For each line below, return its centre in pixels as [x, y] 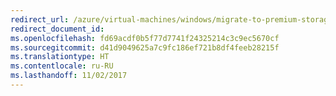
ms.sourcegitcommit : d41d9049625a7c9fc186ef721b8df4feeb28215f [145, 47]
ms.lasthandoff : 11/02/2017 [69, 76]
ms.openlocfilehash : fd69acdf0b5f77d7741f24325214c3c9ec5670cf [145, 38]
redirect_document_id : [57, 29]
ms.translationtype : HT [60, 57]
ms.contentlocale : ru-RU [62, 66]
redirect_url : [40, 19]
